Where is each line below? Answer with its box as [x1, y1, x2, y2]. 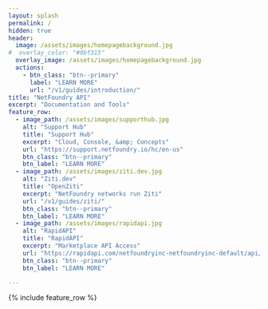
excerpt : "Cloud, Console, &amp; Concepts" [22, 137, 170, 146]
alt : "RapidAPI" [22, 227, 77, 236]
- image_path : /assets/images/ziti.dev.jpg [15, 168, 162, 176]
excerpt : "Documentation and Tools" [8, 101, 130, 109]
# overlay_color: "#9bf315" [8, 49, 105, 57]
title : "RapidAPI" [22, 235, 84, 243]
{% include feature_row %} [8, 293, 97, 303]
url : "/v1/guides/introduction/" [29, 85, 141, 94]
